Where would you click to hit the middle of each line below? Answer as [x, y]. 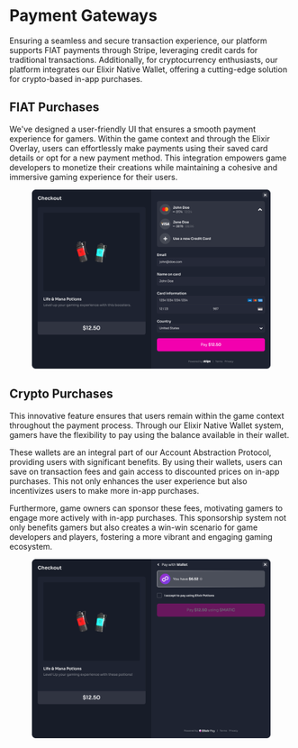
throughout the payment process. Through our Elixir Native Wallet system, [147, 425]
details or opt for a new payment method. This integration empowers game [148, 158]
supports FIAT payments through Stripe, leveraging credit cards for [134, 50]
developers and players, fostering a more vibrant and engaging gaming [141, 536]
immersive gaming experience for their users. [94, 177]
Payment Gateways [83, 16]
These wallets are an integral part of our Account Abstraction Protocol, [140, 452]
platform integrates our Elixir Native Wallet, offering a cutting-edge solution [149, 69]
